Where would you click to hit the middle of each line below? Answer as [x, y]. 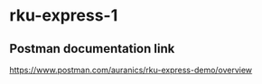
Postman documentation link [92, 49]
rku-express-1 [64, 16]
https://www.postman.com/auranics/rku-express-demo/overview [131, 70]
